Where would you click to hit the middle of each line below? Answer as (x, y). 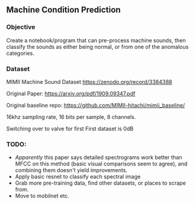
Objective (21, 27)
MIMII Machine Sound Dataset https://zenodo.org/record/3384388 (89, 81)
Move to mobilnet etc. (42, 196)
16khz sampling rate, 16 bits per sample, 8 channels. (71, 116)
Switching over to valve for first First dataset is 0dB (70, 129)
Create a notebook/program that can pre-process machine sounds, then (96, 40)
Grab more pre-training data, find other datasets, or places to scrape (100, 183)
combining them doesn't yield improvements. (71, 170)
